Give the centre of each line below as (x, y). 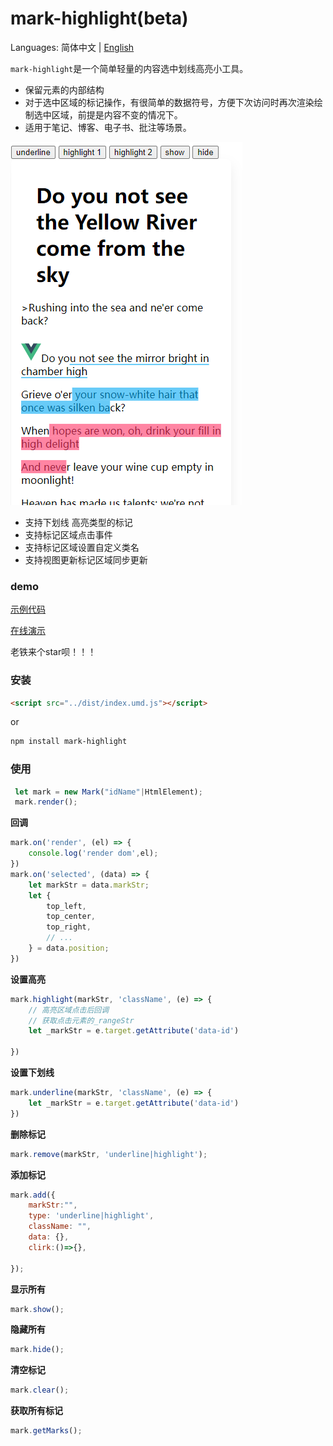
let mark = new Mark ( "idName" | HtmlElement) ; (108, 792)
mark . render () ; (46, 802)
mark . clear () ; (40, 1390)
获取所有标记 (36, 1411)
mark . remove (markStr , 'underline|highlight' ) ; (109, 1154)
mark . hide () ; (37, 1350)
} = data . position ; (69, 948)
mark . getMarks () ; (46, 1431)
